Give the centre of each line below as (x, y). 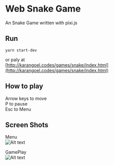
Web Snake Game (43, 9)
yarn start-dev (21, 50)
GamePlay (16, 152)
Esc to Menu (18, 109)
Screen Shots (27, 125)
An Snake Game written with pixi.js (41, 23)
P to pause (16, 103)
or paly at (15, 60)
